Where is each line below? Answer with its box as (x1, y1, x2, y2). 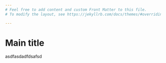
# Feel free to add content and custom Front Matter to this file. (5, 7, 147, 12)
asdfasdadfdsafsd (5, 54, 42, 60)
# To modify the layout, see (5, 12, 65, 17)
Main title (5, 37, 44, 48)
